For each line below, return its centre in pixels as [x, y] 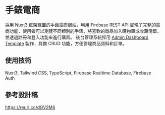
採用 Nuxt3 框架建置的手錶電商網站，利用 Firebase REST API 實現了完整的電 [83, 25]
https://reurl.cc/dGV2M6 [30, 107]
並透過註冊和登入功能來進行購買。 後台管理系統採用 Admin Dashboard [77, 37]
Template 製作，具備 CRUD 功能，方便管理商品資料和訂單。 [66, 43]
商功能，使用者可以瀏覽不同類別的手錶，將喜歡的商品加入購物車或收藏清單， [83, 31]
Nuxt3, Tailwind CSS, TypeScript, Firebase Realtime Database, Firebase [78, 73]
